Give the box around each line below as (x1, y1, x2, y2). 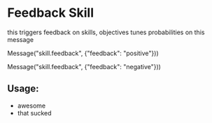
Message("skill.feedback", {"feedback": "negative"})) (7, 62, 161, 71)
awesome (17, 101, 46, 110)
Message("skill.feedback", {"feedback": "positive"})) (7, 49, 159, 57)
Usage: (7, 82, 40, 95)
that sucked (17, 108, 52, 117)
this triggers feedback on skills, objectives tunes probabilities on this (7, 28, 205, 36)
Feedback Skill (7, 5, 94, 21)
